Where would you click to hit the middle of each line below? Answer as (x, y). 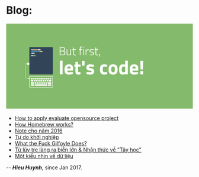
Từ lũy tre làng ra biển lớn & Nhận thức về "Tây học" (78, 150)
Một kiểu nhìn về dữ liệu (44, 156)
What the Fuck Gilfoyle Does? (51, 143)
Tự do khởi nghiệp (37, 137)
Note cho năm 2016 (38, 131)
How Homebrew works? (44, 124)
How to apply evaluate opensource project (67, 118)
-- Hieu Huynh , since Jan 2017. (44, 167)
